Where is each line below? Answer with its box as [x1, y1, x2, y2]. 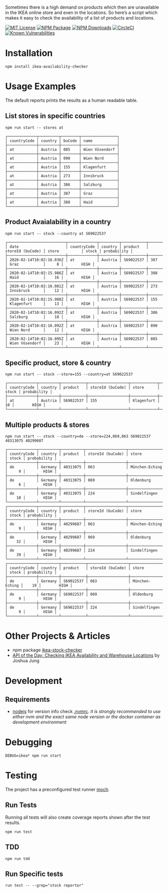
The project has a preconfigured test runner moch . [5, 786, 110, 792]
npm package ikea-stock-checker [12, 647, 82, 653]
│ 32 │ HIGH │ [5, 539, 57, 545]
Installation [5, 48, 53, 59]
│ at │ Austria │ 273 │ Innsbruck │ [5, 173, 120, 178]
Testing [5, 770, 37, 781]
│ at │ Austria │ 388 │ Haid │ [5, 200, 120, 205]
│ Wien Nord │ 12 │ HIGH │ [5, 327, 95, 332]
